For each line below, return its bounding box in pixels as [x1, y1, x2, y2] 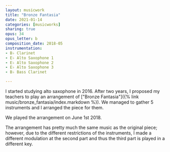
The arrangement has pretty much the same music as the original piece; [5, 124, 158, 130]
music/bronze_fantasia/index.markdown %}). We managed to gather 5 [5, 99, 154, 105]
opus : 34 [5, 31, 24, 36]
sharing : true [5, 27, 36, 32]
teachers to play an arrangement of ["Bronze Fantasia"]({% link [5, 93, 139, 100]
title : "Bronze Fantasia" [5, 12, 60, 17]
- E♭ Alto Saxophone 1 [5, 55, 54, 61]
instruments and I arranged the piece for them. [5, 105, 104, 110]
